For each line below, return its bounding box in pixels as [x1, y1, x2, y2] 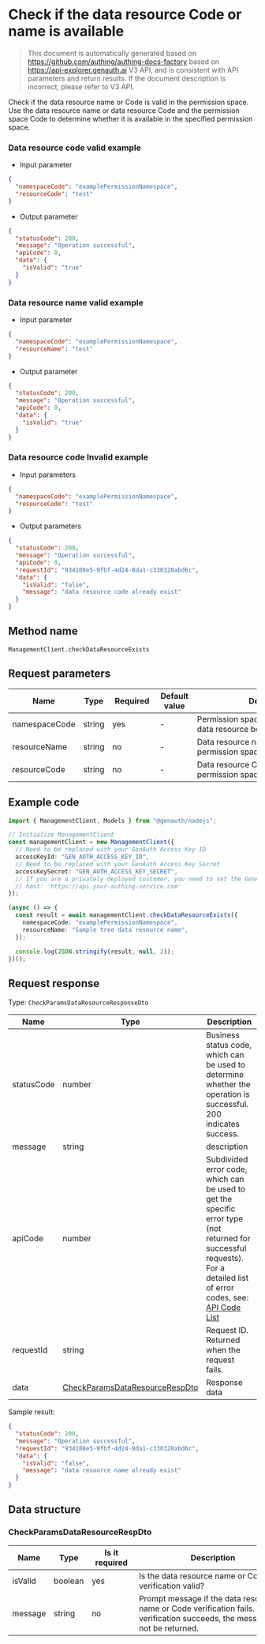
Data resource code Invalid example [8, 452, 148, 463]
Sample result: [8, 1407, 55, 1417]
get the [206, 1194, 233, 1205]
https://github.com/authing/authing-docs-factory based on [27, 57, 219, 66]
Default [160, 690, 189, 701]
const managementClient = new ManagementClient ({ [8, 839, 175, 846]
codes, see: [206, 1293, 249, 1304]
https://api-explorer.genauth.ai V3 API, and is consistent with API [27, 65, 239, 74]
